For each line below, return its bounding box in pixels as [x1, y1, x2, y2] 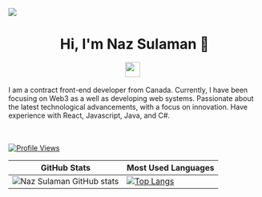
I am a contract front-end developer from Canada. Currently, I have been [8, 85, 248, 94]
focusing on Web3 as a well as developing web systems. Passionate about [8, 93, 254, 103]
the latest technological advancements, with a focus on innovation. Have [8, 102, 248, 111]
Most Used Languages [127, 162, 215, 173]
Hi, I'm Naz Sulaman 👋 [59, 35, 210, 54]
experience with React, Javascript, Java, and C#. [8, 111, 171, 120]
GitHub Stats [40, 162, 91, 173]
